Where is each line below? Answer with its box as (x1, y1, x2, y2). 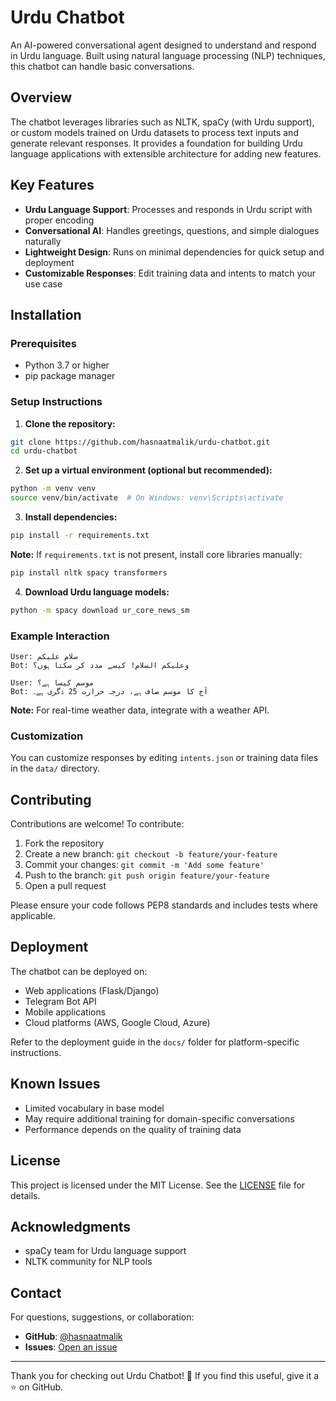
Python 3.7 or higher (24, 359, 110, 371)
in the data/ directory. (10, 762, 101, 775)
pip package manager (24, 370, 116, 382)
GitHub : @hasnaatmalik (24, 1331, 123, 1343)
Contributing (10, 791, 92, 808)
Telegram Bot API (24, 995, 97, 1007)
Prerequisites (10, 336, 77, 350)
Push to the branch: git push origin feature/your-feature (24, 869, 270, 881)
